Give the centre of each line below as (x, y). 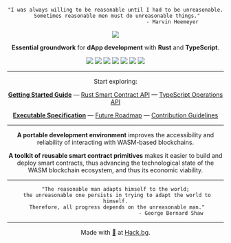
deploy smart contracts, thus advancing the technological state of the (115, 163)
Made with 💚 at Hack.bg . (115, 232)
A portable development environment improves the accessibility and (115, 135)
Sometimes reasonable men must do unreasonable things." (117, 16)
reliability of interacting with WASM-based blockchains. (115, 142)
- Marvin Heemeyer (173, 22)
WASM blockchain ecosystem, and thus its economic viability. (115, 170)
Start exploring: (115, 81)
